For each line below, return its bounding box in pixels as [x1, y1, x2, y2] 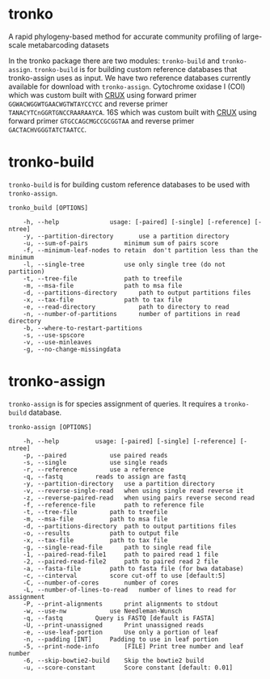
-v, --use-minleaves [23, 338, 92, 346]
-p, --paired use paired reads [23, 451, 168, 459]
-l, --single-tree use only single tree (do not [23, 260, 226, 268]
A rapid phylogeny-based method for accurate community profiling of [8, 32, 241, 41]
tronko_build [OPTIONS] [8, 204, 89, 212]
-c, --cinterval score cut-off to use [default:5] [23, 571, 226, 580]
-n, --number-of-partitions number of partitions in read [23, 310, 241, 318]
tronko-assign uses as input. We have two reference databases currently [8, 73, 251, 82]
